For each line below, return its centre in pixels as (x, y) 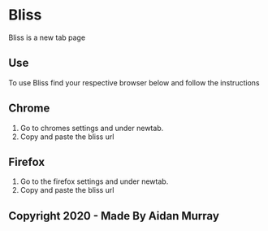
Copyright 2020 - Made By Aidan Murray (114, 216)
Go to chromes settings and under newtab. (92, 128)
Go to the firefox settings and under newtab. (94, 181)
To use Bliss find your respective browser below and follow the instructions (134, 82)
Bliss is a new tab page (47, 37)
